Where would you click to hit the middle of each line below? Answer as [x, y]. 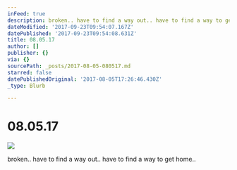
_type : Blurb [26, 86]
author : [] [23, 46]
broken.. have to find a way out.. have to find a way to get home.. [102, 159]
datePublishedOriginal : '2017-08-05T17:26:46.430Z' [85, 79]
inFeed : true [26, 14]
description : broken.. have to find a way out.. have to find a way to [115, 20]
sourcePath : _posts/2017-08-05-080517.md [69, 66]
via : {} [19, 60]
